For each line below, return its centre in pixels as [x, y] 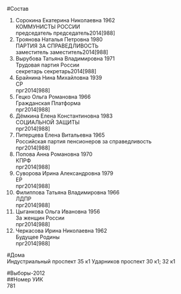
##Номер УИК [25, 279]
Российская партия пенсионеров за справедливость [84, 141]
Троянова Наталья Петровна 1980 [59, 39]
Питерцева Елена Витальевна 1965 [60, 135]
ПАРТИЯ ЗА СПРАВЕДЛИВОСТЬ [57, 46]
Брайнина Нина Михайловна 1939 [59, 78]
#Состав [18, 9]
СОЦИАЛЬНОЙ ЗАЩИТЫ [48, 122]
